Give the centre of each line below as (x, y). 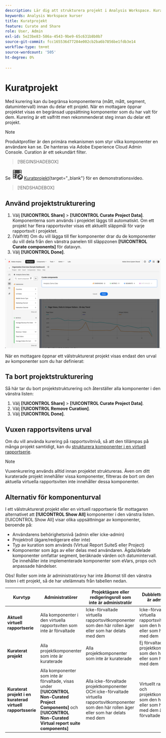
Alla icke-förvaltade (106, 681)
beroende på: (19, 525)
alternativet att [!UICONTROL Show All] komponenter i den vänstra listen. (80, 514)
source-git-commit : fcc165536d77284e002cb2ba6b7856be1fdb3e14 (70, 42)
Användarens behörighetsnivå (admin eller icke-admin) (68, 534)
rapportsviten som (59, 625)
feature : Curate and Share (33, 26)
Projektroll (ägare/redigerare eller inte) (51, 540)
